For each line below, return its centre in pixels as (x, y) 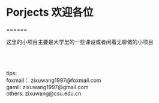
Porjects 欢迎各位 (50, 12)
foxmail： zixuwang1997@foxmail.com (54, 80)
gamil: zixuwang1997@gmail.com (47, 87)
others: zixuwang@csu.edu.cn (44, 93)
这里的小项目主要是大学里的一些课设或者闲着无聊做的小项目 (80, 42)
